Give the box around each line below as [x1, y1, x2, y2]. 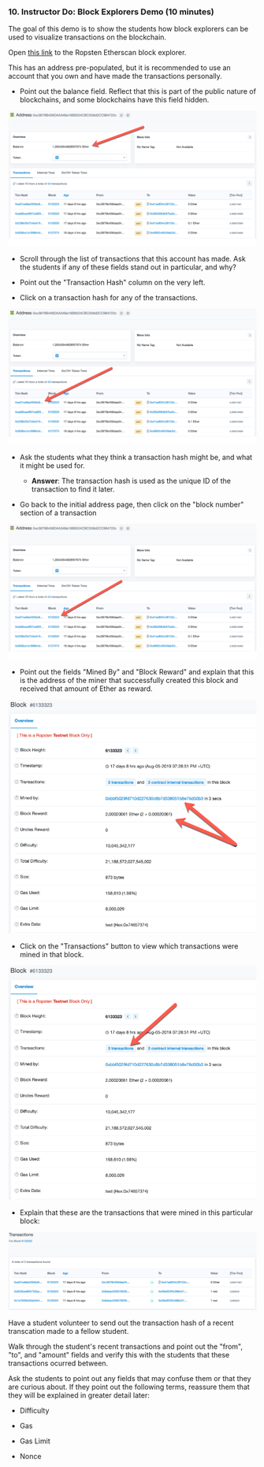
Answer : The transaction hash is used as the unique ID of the [31, 476, 231, 485]
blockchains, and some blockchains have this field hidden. [19, 95, 210, 105]
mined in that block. [19, 950, 84, 960]
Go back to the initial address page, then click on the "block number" [19, 500, 244, 509]
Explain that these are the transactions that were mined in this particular [19, 1208, 254, 1217]
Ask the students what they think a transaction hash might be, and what [19, 452, 253, 462]
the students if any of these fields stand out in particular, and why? [19, 262, 236, 272]
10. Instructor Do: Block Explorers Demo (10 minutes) [8, 6, 214, 17]
